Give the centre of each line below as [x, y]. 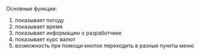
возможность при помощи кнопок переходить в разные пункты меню [104, 45]
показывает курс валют [45, 39]
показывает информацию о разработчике [68, 33]
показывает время [39, 27]
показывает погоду [39, 20]
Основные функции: [32, 9]
